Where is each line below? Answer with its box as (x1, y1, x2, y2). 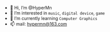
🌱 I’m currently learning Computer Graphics (9, 15, 97, 21)
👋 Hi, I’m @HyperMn (9, 5, 52, 10)
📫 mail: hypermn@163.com (9, 21, 67, 27)
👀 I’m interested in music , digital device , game (9, 10, 105, 16)
